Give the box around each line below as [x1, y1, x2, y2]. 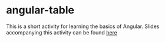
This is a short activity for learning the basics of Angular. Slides [6, 23, 160, 30]
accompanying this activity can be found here [6, 29, 118, 36]
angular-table [6, 3, 75, 17]
